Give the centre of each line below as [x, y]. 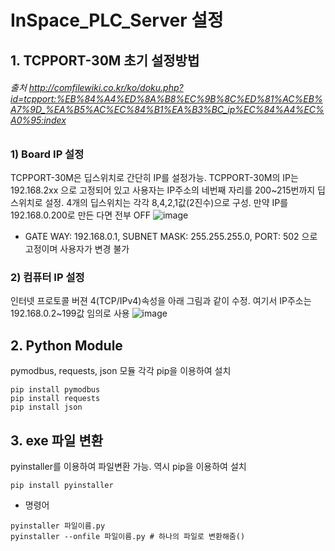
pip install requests [55, 399]
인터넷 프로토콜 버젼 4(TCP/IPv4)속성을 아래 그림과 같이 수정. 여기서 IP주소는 [161, 301]
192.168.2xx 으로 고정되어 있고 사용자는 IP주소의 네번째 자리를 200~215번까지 [163, 190]
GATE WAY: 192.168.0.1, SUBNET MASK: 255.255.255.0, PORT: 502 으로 [171, 237]
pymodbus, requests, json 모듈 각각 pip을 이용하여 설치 [121, 371]
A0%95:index [38, 120]
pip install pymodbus [55, 390]
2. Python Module [66, 345]
